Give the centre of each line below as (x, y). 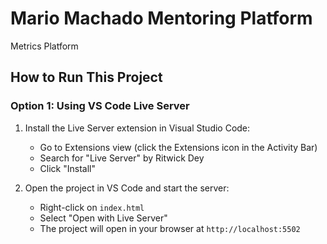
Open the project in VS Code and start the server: (127, 188)
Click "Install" (67, 168)
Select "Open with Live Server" (103, 218)
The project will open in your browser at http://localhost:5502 (170, 228)
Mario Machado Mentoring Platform (161, 18)
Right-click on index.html (92, 207)
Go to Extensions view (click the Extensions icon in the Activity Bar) (178, 147)
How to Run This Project (86, 77)
